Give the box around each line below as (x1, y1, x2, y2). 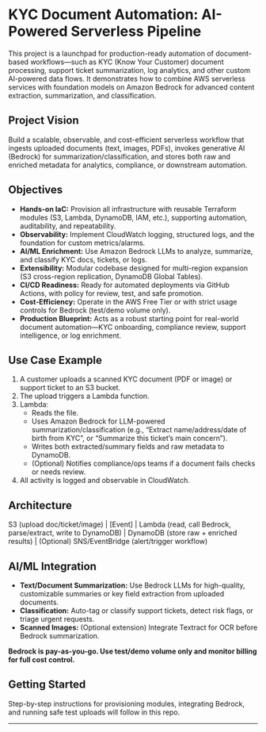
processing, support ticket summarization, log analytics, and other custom (8, 65, 251, 75)
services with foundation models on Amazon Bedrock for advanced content (8, 82, 255, 92)
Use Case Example (8, 353, 103, 366)
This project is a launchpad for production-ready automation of (8, 48, 214, 58)
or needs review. (31, 467, 86, 477)
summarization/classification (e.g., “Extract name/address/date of (31, 425, 247, 435)
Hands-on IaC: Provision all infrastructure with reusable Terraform (19, 204, 237, 213)
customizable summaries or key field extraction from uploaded (19, 589, 225, 598)
